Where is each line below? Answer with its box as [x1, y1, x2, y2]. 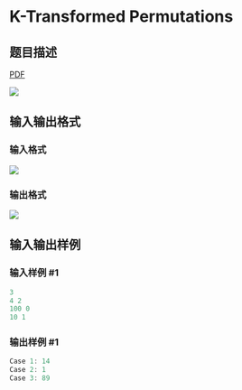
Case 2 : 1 [9, 366, 47, 375]
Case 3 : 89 [9, 374, 51, 383]
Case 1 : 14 [9, 357, 51, 367]
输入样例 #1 [9, 266, 59, 279]
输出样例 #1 [9, 336, 59, 348]
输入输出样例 [9, 237, 81, 253]
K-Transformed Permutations [9, 6, 234, 27]
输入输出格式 [9, 115, 81, 130]
